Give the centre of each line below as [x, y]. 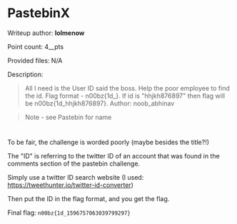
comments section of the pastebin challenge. [74, 164]
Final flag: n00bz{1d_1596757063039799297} [69, 213]
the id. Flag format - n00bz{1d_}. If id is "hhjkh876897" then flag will [125, 96]
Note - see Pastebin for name [68, 117]
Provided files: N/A [35, 60]
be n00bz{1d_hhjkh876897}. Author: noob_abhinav [100, 103]
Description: [25, 74]
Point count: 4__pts [36, 46]
